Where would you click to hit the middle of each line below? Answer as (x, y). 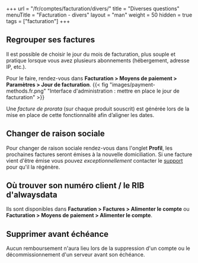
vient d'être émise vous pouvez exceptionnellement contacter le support (95, 160)
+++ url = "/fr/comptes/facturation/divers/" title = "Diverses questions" (93, 9)
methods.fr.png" (26, 91)
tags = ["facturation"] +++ (38, 21)
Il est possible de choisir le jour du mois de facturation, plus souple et (91, 54)
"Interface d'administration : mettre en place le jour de (113, 91)
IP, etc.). (16, 66)
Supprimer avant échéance (57, 234)
